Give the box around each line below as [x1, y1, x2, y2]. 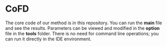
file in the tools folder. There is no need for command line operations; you [5, 30, 159, 36]
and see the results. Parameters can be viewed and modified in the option [5, 25, 160, 31]
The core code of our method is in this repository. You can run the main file [5, 20, 162, 26]
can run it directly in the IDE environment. [5, 36, 92, 42]
